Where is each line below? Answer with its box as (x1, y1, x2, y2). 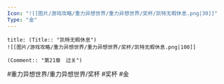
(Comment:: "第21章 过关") (7, 57, 83, 64)
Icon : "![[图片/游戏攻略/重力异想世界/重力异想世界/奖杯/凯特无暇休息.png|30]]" (7, 10, 218, 17)
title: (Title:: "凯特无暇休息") (7, 36, 97, 43)
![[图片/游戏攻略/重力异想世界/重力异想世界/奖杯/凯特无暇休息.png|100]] (7, 44, 196, 51)
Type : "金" (7, 16, 38, 23)
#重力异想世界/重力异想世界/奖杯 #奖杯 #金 (7, 70, 130, 78)
